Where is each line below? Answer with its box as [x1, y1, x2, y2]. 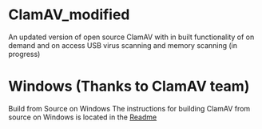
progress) [8, 49, 41, 58]
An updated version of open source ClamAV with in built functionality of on [8, 32, 255, 42]
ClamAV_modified [8, 6, 130, 24]
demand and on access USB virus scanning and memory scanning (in [8, 40, 238, 50]
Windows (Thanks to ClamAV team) [8, 78, 250, 95]
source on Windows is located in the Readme [8, 112, 157, 122]
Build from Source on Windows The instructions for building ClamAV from [8, 103, 251, 113]
